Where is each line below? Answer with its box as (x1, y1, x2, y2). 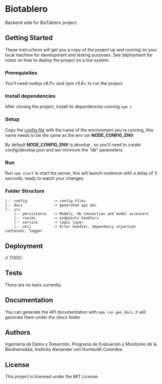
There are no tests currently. (5, 282, 62, 288)
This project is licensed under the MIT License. (5, 374, 99, 380)
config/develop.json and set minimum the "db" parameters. (5, 147, 124, 152)
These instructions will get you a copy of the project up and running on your (5, 46, 157, 52)
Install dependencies (5, 92, 56, 99)
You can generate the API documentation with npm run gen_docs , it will (5, 309, 146, 315)
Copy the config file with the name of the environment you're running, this (5, 127, 154, 133)
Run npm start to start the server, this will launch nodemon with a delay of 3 (5, 170, 157, 176)
